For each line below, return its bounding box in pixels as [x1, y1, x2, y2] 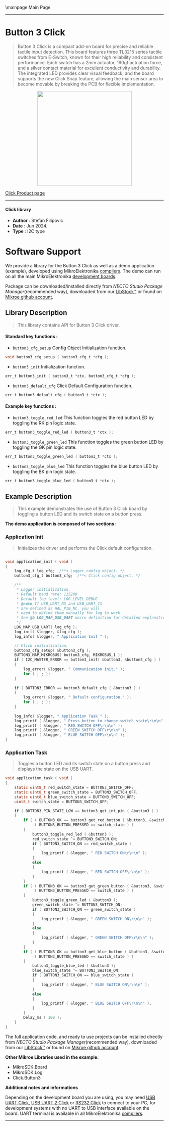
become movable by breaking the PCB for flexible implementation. [17, 81, 155, 87]
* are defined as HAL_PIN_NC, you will [16, 606, 100, 611]
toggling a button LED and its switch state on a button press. [17, 511, 143, 517]
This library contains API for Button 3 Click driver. [17, 322, 120, 328]
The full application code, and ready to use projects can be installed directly [5, 1034, 163, 1040]
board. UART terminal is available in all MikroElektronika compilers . [5, 1110, 144, 1116]
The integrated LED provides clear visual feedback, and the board [17, 70, 154, 76]
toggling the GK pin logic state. [12, 444, 77, 450]
